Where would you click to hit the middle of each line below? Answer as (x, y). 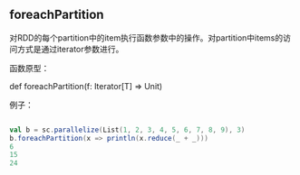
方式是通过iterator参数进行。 (70, 49)
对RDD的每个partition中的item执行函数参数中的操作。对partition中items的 (146, 37)
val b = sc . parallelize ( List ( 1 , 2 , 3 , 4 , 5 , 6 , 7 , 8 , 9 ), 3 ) (127, 130)
